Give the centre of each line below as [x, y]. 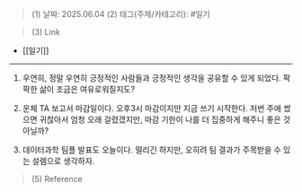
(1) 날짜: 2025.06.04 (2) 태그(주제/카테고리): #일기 [121, 14]
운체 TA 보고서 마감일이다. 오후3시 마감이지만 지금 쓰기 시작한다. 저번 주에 [151, 108]
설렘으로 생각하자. [63, 161]
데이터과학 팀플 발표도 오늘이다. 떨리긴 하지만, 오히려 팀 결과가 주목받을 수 [151, 150]
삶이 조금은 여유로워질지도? [87, 89]
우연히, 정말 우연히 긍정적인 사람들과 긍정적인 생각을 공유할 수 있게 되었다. [151, 78]
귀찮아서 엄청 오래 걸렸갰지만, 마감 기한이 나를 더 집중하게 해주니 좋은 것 [165, 119]
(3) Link [45, 32]
